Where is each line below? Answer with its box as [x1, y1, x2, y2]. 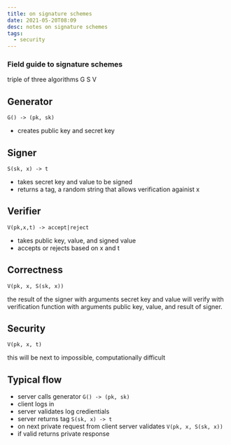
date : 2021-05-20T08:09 [7, 17, 77, 24]
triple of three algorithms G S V [7, 75, 97, 84]
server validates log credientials [17, 407, 110, 416]
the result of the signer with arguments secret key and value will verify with [7, 295, 224, 303]
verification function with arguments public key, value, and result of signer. [7, 302, 223, 310]
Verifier [7, 205, 41, 217]
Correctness [7, 264, 63, 276]
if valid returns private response [17, 430, 110, 438]
